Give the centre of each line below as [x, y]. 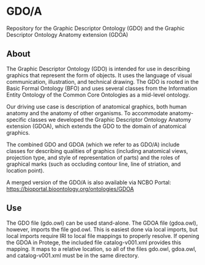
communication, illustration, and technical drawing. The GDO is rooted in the [102, 81]
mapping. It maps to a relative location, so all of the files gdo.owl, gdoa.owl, [102, 248]
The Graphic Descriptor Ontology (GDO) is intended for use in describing [98, 69]
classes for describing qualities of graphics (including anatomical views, [97, 151]
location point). [25, 170]
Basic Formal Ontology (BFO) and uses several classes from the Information [102, 88]
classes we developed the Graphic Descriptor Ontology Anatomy [110, 119]
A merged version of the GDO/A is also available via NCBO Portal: [89, 182]
